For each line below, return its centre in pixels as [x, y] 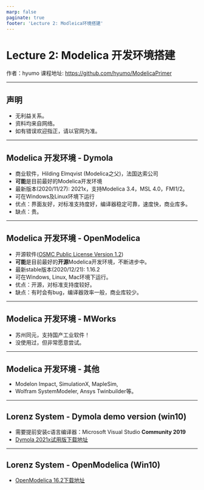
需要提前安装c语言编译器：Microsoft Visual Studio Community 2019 [100, 432]
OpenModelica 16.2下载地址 [50, 480]
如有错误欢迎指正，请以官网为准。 [58, 131]
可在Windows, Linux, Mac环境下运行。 [63, 277]
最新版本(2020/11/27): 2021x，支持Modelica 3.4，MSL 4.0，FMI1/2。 [101, 189]
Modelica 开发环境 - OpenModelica [73, 238]
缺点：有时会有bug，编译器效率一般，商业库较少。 [79, 292]
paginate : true [25, 18]
